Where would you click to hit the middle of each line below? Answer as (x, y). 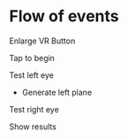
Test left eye (32, 75)
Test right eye (34, 109)
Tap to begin (32, 58)
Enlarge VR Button (42, 41)
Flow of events (64, 16)
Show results (33, 127)
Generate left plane (57, 92)
